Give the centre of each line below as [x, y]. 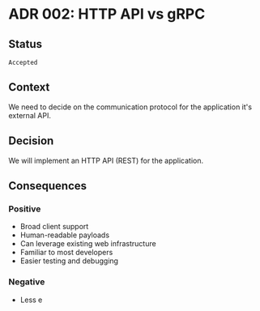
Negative [27, 282]
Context [29, 87]
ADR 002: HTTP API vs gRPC [107, 14]
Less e [31, 300]
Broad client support [54, 227]
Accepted [23, 62]
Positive [25, 209]
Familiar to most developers [66, 253]
